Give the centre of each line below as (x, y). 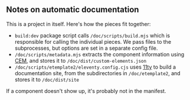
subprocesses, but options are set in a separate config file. (86, 48)
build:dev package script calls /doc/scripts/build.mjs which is (92, 36)
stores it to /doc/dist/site (47, 79)
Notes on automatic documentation (73, 10)
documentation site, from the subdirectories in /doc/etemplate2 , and (98, 73)
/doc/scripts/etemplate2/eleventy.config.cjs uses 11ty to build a (95, 67)
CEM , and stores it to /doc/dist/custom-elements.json (80, 60)
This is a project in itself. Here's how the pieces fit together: (78, 24)
